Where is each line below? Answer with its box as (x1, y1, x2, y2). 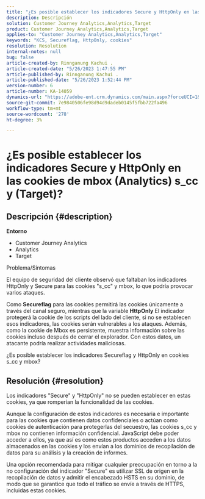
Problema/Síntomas (6, 264, 56, 271)
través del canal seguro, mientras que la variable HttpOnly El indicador (6, 307, 185, 315)
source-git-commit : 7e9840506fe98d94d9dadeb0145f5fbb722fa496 (6, 99, 168, 106)
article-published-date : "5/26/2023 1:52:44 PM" (6, 77, 132, 83)
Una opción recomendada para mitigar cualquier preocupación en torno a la (6, 461, 197, 468)
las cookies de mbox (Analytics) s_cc (6, 174, 198, 188)
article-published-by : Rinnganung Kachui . (6, 71, 119, 77)
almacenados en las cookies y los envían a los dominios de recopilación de (6, 443, 195, 450)
